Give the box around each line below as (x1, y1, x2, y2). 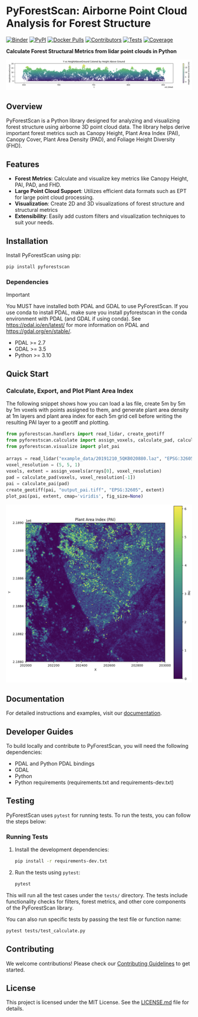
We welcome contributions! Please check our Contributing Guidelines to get (6, 960, 190, 967)
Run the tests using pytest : (14, 869, 81, 876)
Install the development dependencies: (14, 846, 109, 854)
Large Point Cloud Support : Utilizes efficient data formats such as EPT (14, 188, 187, 195)
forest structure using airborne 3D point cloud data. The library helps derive (6, 123, 190, 130)
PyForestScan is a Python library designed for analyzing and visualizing (6, 117, 180, 125)
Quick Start (6, 369, 49, 379)
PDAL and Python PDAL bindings (14, 760, 95, 767)
